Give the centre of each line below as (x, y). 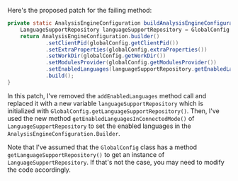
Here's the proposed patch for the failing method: (80, 10)
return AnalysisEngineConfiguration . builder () (90, 36)
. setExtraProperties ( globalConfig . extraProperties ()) (126, 49)
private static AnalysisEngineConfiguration (74, 23)
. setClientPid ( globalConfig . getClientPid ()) (112, 43)
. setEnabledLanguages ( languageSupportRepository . (120, 69)
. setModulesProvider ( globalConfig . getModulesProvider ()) (131, 63)
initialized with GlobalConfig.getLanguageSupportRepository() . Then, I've (113, 111)
